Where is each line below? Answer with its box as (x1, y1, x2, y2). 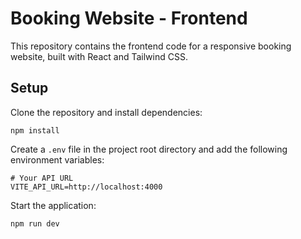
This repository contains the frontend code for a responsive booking (10, 40, 292, 52)
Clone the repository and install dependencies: (10, 106, 203, 118)
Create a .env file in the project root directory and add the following (10, 143, 288, 155)
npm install (10, 125, 60, 136)
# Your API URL (10, 173, 74, 183)
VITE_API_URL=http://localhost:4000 (10, 182, 163, 192)
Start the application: (10, 199, 97, 211)
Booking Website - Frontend (10, 7, 248, 30)
